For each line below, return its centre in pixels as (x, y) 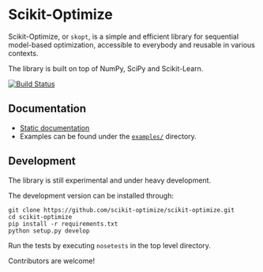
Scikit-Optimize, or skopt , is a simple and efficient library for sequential (124, 36)
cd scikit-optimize (40, 217)
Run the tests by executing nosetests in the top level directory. (110, 245)
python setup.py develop (49, 231)
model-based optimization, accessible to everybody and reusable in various (131, 44)
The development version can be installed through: (91, 195)
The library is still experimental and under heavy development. (110, 180)
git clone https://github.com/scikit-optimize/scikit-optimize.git (122, 210)
